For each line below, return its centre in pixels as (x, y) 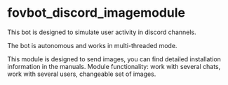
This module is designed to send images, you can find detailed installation (114, 59)
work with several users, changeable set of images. (82, 74)
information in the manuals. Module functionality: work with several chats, (114, 66)
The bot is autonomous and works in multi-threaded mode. (92, 45)
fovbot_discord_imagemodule (96, 13)
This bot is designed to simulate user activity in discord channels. (102, 32)
